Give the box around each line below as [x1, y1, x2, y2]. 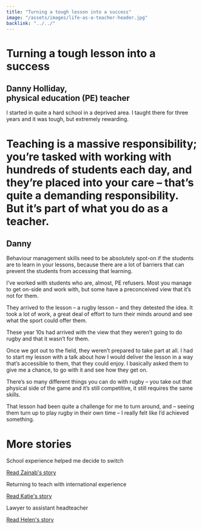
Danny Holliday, [6, 83, 68, 94]
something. [6, 416, 35, 423]
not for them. [6, 292, 39, 300]
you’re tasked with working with [6, 150, 172, 164]
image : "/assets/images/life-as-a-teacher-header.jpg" [6, 15, 148, 21]
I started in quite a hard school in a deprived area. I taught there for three [6, 109, 189, 116]
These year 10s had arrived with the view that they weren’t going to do [6, 329, 183, 336]
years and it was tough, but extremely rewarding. [6, 116, 129, 123]
